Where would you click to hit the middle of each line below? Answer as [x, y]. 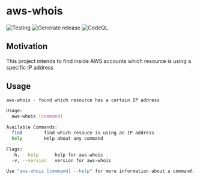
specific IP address [30, 67]
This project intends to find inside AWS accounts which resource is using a [99, 61]
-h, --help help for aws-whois [57, 155]
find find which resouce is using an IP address [83, 133]
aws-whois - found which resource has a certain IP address [83, 100]
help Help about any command [57, 138]
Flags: [14, 149]
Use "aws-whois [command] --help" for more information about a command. [101, 171]
